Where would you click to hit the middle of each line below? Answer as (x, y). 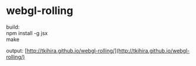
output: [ (16, 50)
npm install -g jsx (27, 33)
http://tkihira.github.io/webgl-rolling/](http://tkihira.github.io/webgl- (108, 50)
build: (13, 27)
